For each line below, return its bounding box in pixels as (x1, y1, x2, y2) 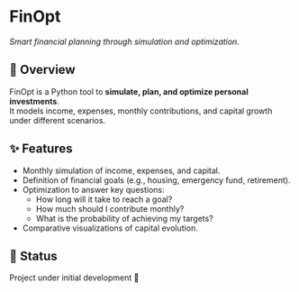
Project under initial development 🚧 (9, 272, 140, 283)
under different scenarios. (9, 114, 106, 125)
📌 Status (9, 248, 59, 263)
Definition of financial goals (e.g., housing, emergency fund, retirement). (22, 174, 291, 186)
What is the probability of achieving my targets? (35, 213, 213, 224)
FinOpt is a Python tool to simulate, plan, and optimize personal (9, 86, 249, 96)
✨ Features (9, 141, 73, 157)
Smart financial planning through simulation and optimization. (9, 36, 240, 47)
